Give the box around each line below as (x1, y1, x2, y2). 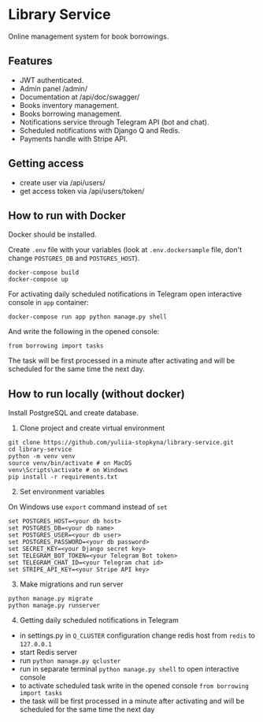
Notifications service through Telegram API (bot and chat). (19, 117, 209, 127)
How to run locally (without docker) (8, 387, 185, 400)
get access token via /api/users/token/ (19, 186, 145, 195)
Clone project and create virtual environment (19, 423, 165, 433)
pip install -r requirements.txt (8, 473, 118, 482)
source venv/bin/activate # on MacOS (8, 460, 132, 467)
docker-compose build (8, 269, 80, 277)
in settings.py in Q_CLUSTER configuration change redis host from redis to (19, 631, 256, 640)
